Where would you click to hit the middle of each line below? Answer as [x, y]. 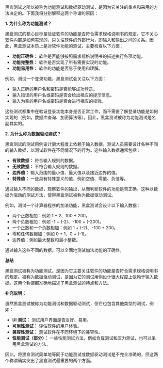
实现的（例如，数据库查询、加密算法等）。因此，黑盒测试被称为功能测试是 [78, 117]
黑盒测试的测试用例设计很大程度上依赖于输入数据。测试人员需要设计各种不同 [81, 144]
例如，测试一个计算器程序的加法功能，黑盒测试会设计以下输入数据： [73, 205]
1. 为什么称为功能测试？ [28, 24]
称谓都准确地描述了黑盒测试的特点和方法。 [69, 283]
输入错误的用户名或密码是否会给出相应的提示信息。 [63, 95]
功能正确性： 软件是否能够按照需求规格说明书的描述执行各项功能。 [79, 56]
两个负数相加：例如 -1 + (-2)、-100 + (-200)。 [58, 222]
